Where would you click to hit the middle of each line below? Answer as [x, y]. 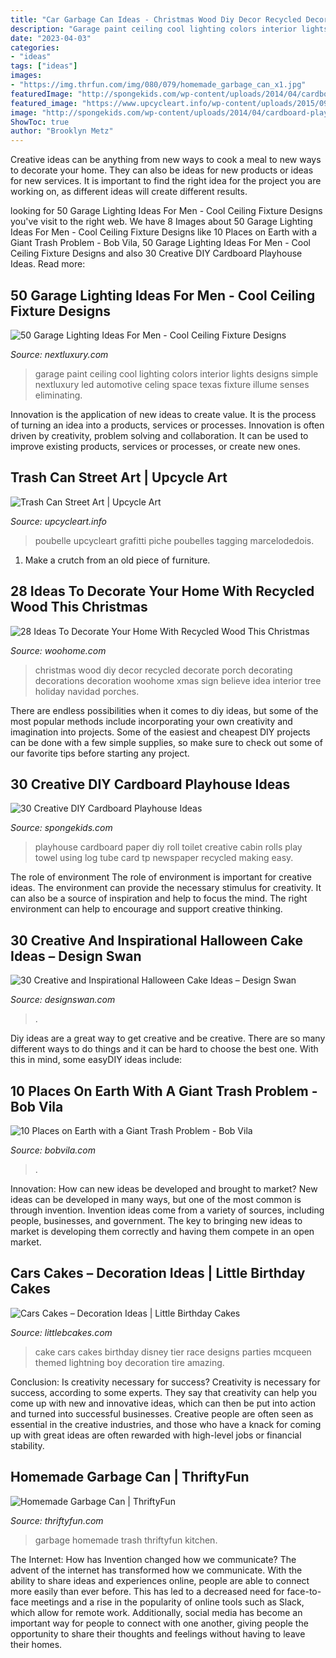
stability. [27, 1445]
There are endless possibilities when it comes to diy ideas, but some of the [164, 710]
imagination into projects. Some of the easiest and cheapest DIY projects [160, 732]
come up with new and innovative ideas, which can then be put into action [163, 1403]
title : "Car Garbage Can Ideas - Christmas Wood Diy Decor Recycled [156, 19]
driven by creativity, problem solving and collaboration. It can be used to [159, 435]
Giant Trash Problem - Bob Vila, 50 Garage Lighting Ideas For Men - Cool [160, 243]
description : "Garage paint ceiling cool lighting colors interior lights [169, 29]
